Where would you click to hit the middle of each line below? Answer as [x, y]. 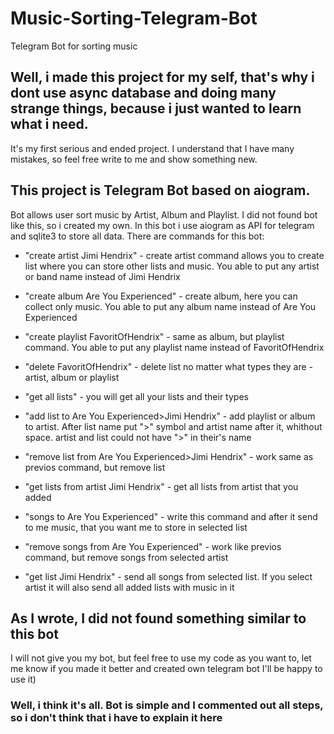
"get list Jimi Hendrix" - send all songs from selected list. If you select [168, 576]
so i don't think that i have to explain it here [116, 718]
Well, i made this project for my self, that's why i [162, 77]
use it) [23, 679]
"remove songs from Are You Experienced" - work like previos [153, 546]
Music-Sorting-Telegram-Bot [134, 18]
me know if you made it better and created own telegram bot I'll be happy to [166, 669]
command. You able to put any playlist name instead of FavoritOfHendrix [174, 347]
